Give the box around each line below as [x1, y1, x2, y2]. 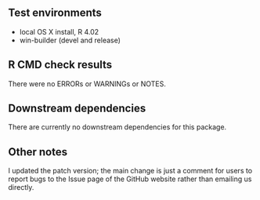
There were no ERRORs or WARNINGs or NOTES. [8, 78, 167, 89]
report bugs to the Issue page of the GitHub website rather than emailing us [8, 174, 252, 184]
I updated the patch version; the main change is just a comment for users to [8, 166, 253, 176]
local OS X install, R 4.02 [19, 27, 99, 36]
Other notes [8, 145, 68, 158]
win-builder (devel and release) [19, 35, 121, 45]
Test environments [8, 6, 102, 20]
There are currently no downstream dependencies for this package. [8, 122, 227, 132]
